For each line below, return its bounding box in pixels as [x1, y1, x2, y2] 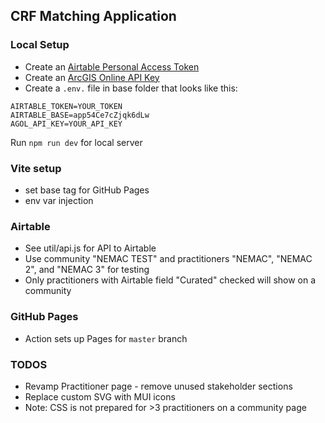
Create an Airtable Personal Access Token [24, 60, 200, 73]
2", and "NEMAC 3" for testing [24, 264, 150, 276]
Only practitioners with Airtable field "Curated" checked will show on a [24, 274, 317, 286]
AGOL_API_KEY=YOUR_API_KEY [10, 119, 123, 129]
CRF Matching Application [10, 8, 177, 25]
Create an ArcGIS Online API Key [24, 71, 160, 83]
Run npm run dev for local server [10, 136, 143, 148]
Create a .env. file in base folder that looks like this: [24, 82, 238, 94]
